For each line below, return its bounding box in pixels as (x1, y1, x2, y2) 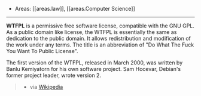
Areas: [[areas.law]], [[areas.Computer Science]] (14, 5, 136, 12)
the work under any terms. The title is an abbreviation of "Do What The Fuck (6, 41, 194, 48)
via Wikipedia (29, 83, 63, 90)
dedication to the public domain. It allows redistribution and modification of (6, 35, 191, 42)
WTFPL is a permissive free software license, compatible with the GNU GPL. (6, 22, 194, 29)
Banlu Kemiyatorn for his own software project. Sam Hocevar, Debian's (6, 66, 181, 72)
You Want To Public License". (6, 48, 79, 54)
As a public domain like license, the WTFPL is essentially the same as (6, 29, 177, 35)
